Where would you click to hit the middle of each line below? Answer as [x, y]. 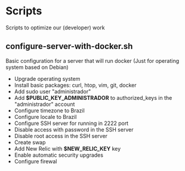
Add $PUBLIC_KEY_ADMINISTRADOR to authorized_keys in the [93, 97]
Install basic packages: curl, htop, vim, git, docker [75, 85]
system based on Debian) [37, 67]
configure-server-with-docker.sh [69, 46]
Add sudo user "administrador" [53, 91]
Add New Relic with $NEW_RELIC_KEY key [67, 148]
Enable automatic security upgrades [59, 155]
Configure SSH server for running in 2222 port [71, 123]
